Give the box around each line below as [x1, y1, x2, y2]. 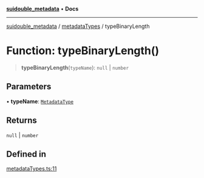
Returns [6, 115, 38, 126]
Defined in [6, 149, 47, 159]
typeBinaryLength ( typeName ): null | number [21, 64, 129, 71]
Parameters [6, 81, 52, 92]
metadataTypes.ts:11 [6, 165, 57, 173]
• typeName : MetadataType [6, 97, 74, 105]
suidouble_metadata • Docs [6, 5, 79, 12]
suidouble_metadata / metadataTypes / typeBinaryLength [6, 22, 150, 30]
